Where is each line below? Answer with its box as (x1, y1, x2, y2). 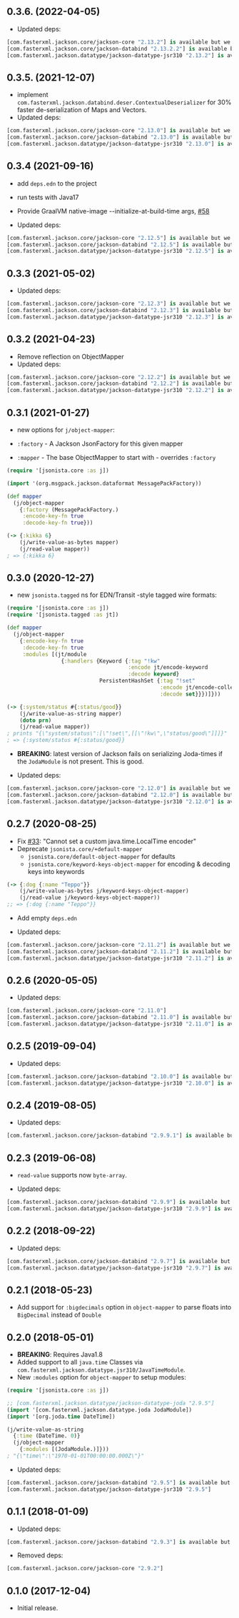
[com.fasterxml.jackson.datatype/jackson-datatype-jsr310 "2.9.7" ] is (6, 1264, 221, 1272)
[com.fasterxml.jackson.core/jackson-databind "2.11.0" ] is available (6, 1014, 221, 1021)
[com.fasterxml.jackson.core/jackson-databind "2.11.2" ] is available (6, 948, 221, 955)
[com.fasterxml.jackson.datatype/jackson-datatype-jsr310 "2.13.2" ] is (6, 51, 224, 59)
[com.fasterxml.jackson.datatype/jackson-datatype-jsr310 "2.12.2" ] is (6, 387, 224, 394)
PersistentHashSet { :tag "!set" (98, 678, 195, 685)
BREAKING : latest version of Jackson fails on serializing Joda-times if (16, 750, 223, 758)
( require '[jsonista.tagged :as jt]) (6, 611, 119, 618)
